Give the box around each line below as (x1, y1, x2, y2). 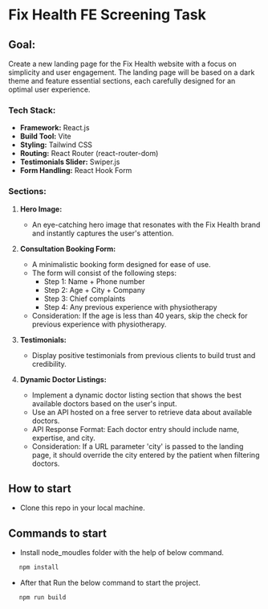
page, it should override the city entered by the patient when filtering (31, 450, 260, 459)
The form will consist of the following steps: (31, 268, 177, 278)
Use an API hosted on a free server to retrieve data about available (31, 407, 253, 417)
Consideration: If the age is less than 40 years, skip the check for (31, 311, 248, 320)
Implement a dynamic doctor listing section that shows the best (31, 390, 242, 400)
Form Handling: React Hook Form (19, 166, 132, 175)
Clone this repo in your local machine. (19, 503, 146, 512)
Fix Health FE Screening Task (8, 6, 206, 24)
